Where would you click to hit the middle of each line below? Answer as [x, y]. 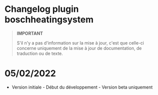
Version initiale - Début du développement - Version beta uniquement [82, 87]
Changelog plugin [42, 9]
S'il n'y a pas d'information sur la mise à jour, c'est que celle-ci [80, 43]
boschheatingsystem [49, 20]
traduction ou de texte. [40, 53]
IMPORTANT [30, 33]
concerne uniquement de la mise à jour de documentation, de [79, 48]
